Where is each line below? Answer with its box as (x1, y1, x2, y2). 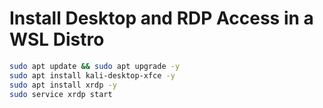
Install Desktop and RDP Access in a (9, 7, 314, 30)
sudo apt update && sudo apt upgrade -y (9, 61, 181, 71)
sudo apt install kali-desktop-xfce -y (9, 70, 176, 81)
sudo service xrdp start (9, 89, 113, 99)
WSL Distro (9, 28, 105, 51)
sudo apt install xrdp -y (9, 80, 117, 90)
